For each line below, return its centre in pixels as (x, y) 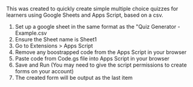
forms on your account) (44, 71)
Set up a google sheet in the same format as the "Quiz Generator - (97, 27)
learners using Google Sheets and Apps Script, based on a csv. (85, 15)
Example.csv (31, 33)
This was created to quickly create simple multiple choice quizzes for (92, 9)
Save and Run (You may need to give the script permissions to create (101, 65)
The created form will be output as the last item (74, 78)
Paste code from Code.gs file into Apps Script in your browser (92, 58)
